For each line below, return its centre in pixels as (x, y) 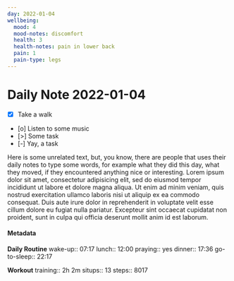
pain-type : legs (37, 60)
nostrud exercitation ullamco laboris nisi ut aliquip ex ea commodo (103, 194)
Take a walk (35, 114)
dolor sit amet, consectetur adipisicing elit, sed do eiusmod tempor (104, 179)
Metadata (22, 233)
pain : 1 (25, 54)
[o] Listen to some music (53, 128)
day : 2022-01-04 (31, 14)
